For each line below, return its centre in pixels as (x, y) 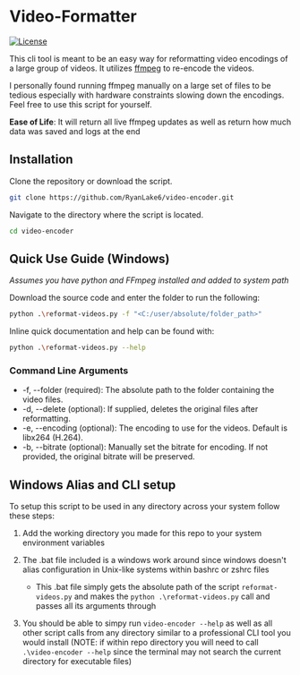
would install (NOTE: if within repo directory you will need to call (140, 643)
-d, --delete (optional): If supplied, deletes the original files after (140, 409)
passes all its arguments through (96, 606)
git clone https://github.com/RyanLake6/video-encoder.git (122, 197)
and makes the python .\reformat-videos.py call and (172, 596)
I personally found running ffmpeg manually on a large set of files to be (140, 85)
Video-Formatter (73, 17)
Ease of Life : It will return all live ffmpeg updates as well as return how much (150, 122)
